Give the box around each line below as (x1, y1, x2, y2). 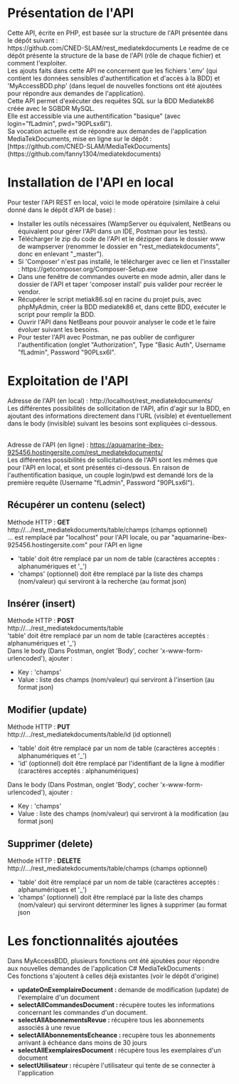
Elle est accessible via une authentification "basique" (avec (7, 112, 181, 120)
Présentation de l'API (7, 5, 134, 21)
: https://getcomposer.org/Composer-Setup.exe (17, 265, 158, 273)
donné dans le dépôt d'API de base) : (7, 205, 116, 214)
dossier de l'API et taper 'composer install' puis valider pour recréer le (17, 280, 223, 288)
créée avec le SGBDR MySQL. (7, 104, 95, 112)
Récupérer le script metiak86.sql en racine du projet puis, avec (17, 295, 202, 303)
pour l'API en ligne (88, 540, 143, 549)
